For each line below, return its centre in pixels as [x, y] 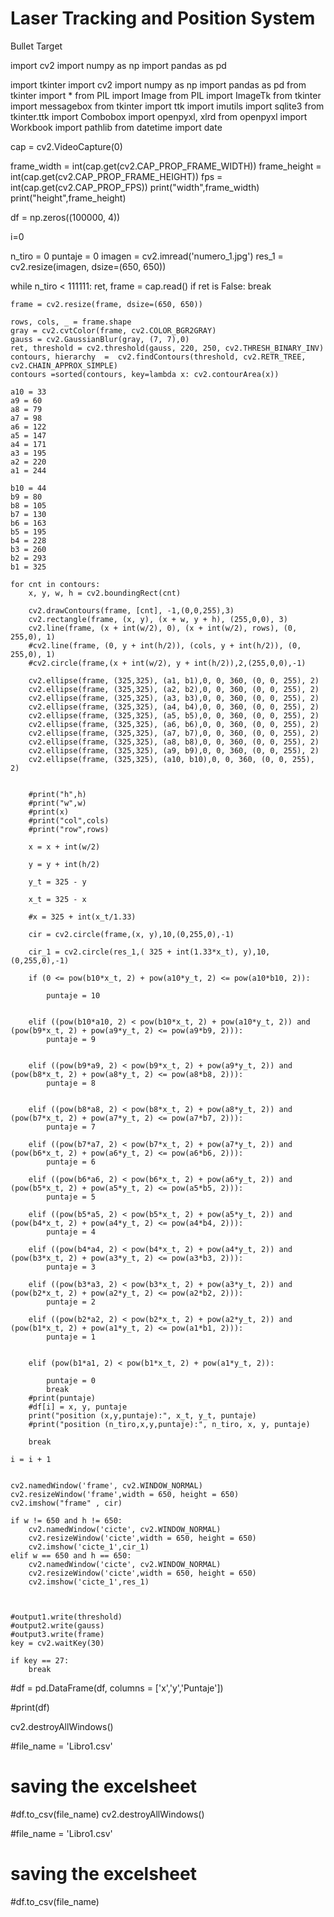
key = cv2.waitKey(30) [57, 1643]
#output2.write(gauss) [57, 1625]
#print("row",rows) [69, 829]
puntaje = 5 [71, 1197]
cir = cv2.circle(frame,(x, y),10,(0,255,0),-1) [131, 934]
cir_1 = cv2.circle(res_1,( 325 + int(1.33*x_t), [134, 952]
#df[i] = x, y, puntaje [78, 1407]
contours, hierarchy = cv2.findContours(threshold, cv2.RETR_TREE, [158, 357]
